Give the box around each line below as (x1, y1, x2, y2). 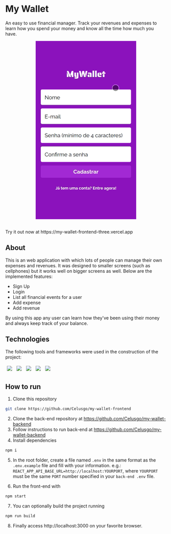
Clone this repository (12, 396, 57, 402)
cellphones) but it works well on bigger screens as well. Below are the (5, 268, 152, 274)
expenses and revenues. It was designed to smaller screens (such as (5, 262, 151, 268)
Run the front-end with (12, 483, 61, 490)
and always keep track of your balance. (5, 320, 88, 326)
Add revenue (12, 304, 40, 311)
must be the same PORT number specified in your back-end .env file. (12, 473, 155, 479)
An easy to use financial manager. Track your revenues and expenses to (5, 20, 157, 26)
